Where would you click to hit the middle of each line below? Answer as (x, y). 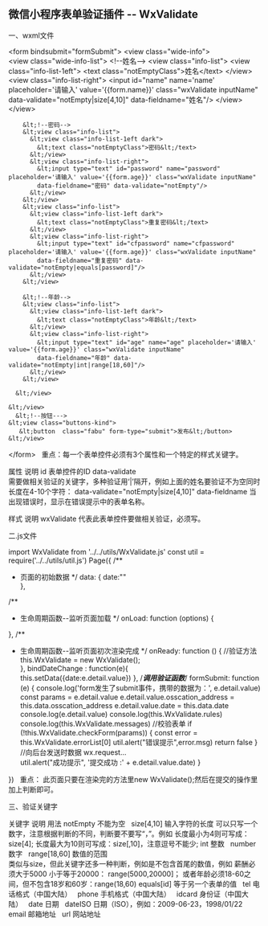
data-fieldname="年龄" (74, 358)
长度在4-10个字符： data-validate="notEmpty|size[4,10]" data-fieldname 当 (132, 491)
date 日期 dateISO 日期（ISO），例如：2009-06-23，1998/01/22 (135, 903)
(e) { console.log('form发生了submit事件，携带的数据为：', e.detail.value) (140, 688)
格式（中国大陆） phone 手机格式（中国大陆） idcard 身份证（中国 (128, 894)
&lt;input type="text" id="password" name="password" (129, 168)
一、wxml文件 (31, 35)
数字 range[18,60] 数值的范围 (58, 854)
